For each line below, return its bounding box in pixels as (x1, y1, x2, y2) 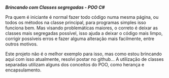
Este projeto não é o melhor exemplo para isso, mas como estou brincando (5, 51, 162, 57)
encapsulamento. (5, 67, 42, 73)
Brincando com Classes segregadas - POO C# (5, 5, 105, 10)
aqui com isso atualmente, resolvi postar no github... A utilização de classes (5, 56, 164, 62)
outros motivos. (5, 41, 38, 47)
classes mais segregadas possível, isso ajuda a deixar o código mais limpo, (5, 30, 163, 36)
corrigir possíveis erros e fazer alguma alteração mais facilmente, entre (5, 35, 155, 42)
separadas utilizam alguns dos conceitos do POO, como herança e (5, 62, 145, 67)
